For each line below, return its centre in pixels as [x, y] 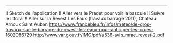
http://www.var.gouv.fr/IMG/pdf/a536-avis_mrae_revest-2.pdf [99, 35]
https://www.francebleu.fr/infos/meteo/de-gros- [100, 24]
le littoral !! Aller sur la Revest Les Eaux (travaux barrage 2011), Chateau [81, 19]
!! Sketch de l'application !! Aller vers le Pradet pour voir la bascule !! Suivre [85, 13]
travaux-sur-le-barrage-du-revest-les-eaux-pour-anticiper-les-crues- [80, 29]
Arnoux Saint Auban [27, 24]
